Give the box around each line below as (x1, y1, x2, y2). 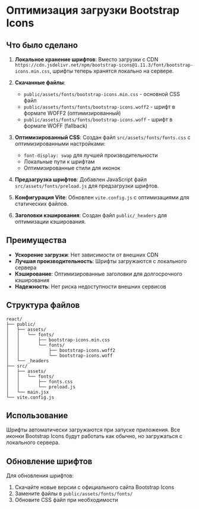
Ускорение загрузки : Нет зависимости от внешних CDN (14, 251, 159, 258)
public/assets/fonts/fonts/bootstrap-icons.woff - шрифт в (23, 116, 173, 123)
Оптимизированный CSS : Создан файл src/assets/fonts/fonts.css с (14, 134, 191, 141)
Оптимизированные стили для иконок (23, 165, 121, 171)
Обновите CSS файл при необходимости (14, 496, 118, 504)
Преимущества (6, 235, 67, 245)
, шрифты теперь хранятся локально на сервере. (49, 67, 174, 75)
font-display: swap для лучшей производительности (23, 152, 158, 159)
